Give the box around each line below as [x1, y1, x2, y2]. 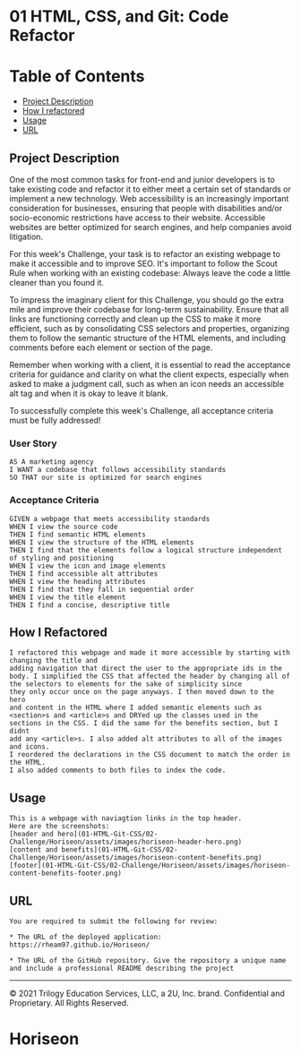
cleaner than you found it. [9, 277, 105, 287]
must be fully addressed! [9, 415, 101, 425]
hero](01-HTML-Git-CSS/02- [56, 830, 159, 839]
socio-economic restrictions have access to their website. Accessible [9, 212, 266, 223]
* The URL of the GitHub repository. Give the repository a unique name [9, 955, 287, 964]
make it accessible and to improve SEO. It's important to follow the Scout [9, 258, 278, 269]
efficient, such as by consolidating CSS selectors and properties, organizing [9, 322, 289, 333]
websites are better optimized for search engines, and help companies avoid [9, 221, 292, 232]
